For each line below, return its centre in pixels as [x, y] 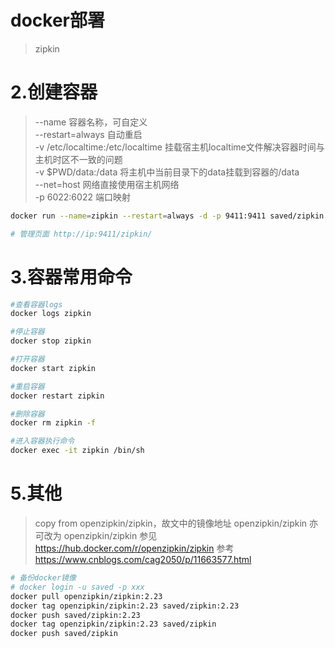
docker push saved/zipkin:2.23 [75, 615]
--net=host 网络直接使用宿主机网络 [107, 184]
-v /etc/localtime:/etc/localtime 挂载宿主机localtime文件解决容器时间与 [179, 147]
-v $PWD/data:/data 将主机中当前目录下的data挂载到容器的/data [167, 172]
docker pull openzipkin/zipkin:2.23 [86, 596]
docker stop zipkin [51, 341]
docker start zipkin [53, 368]
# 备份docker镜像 [43, 578]
